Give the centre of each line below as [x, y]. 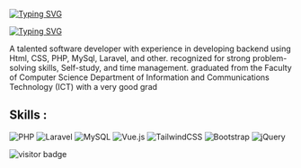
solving [23, 68]
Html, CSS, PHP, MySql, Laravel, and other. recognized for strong [130, 58]
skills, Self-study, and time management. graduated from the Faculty [165, 68]
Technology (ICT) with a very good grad [84, 87]
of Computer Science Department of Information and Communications [139, 77]
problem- [270, 58]
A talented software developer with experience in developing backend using [150, 49]
